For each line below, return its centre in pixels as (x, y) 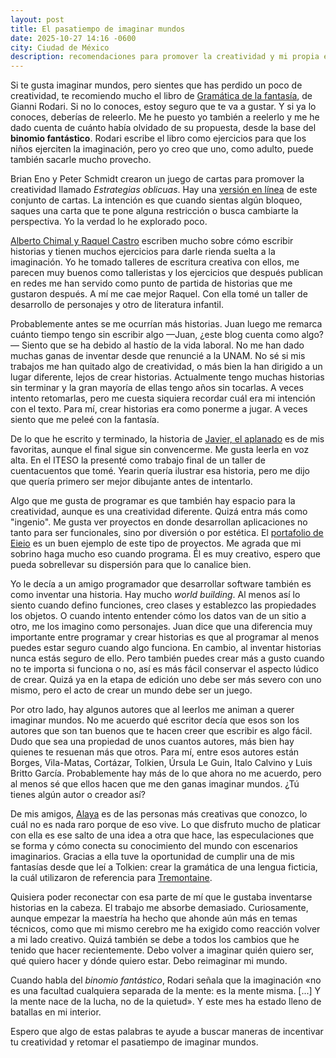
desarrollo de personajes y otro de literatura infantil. (117, 305)
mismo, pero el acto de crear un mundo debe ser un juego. (131, 690)
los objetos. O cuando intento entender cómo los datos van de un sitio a (158, 616)
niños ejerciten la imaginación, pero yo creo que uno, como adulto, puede (162, 149)
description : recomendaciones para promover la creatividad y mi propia (165, 57)
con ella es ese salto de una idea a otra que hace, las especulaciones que (162, 835)
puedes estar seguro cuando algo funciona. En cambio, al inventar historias (166, 648)
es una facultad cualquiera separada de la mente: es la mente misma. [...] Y (166, 991)
